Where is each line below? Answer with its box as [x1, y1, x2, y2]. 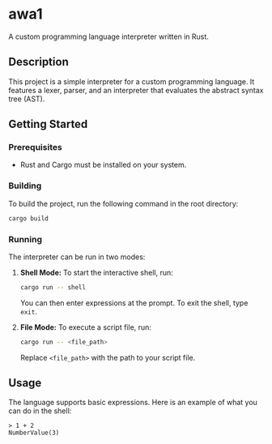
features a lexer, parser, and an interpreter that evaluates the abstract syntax [8, 85, 264, 95]
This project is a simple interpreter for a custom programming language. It [8, 76, 255, 86]
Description [8, 55, 69, 69]
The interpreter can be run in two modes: [8, 252, 146, 262]
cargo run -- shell [19, 283, 87, 292]
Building [8, 180, 42, 191]
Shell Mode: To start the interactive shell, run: [19, 267, 173, 277]
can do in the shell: [8, 406, 72, 416]
